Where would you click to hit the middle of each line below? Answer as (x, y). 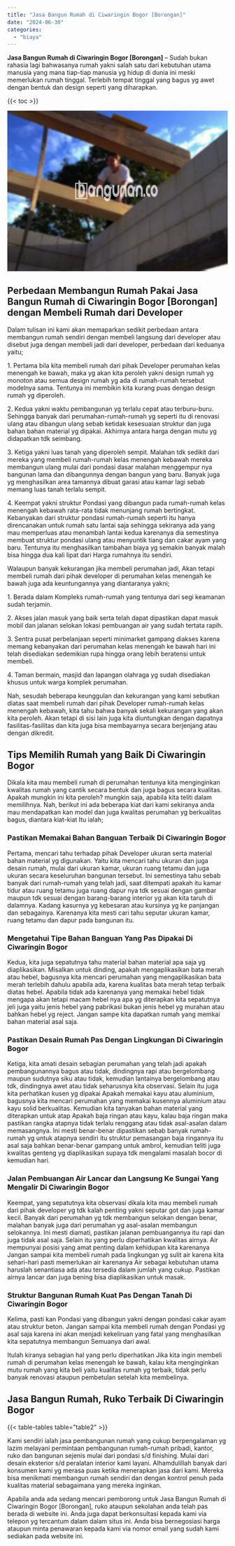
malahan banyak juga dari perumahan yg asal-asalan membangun (102, 1225)
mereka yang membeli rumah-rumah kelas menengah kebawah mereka (110, 459)
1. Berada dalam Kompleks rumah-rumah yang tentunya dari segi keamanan (116, 597)
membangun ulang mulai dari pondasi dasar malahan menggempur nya (110, 467)
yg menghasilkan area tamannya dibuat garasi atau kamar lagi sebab (106, 482)
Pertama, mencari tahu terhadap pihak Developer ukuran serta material (109, 853)
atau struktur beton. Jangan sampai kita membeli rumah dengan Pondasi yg (116, 1326)
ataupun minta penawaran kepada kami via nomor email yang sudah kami (113, 1529)
